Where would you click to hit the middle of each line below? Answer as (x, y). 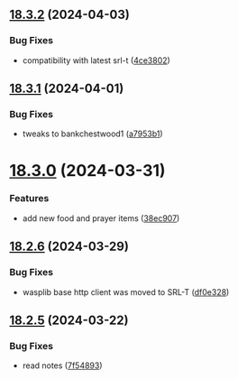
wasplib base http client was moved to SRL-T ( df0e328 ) (126, 291)
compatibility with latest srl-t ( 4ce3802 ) (96, 60)
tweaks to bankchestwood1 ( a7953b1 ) (93, 134)
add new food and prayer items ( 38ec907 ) (101, 218)
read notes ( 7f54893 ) (62, 365)
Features (29, 199)
